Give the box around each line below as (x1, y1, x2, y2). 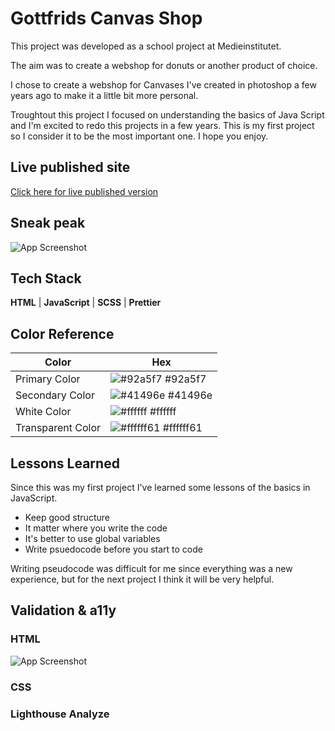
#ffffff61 (162, 421, 203, 435)
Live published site (10, 159, 131, 176)
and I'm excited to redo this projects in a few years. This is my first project (10, 119, 315, 131)
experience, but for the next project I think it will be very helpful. (10, 573, 275, 585)
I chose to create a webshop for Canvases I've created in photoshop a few (10, 78, 317, 91)
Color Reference (10, 325, 115, 342)
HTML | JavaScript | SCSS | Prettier (10, 297, 162, 309)
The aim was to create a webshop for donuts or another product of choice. (10, 59, 318, 71)
